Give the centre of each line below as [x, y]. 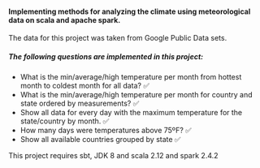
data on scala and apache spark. [65, 19]
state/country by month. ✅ [65, 121]
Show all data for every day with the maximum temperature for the [131, 113]
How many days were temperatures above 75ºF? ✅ [106, 131]
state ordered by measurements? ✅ [80, 103]
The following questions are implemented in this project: [106, 56]
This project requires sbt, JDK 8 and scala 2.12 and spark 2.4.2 [113, 156]
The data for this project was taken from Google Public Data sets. [118, 38]
